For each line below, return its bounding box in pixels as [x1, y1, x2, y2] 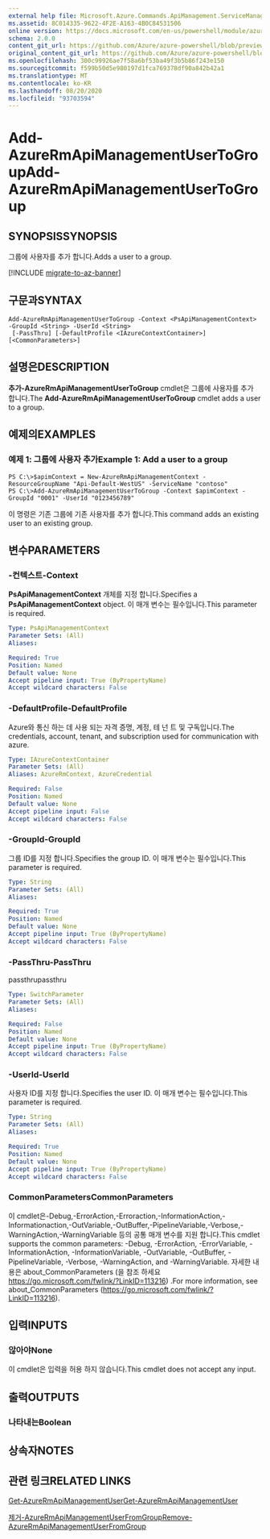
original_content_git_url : [8, 49, 99, 57]
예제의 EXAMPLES [8, 428, 96, 442]
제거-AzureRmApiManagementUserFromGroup [8, 1512, 163, 1522]
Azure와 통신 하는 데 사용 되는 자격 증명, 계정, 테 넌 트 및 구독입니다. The [8, 722, 235, 732]
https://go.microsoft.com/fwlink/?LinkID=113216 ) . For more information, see [8, 1275, 259, 1286]
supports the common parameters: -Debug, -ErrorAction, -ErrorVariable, [8, 1238, 247, 1248]
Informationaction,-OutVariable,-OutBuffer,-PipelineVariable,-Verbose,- [8, 1220, 243, 1229]
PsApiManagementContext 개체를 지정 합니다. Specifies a [8, 589, 198, 599]
